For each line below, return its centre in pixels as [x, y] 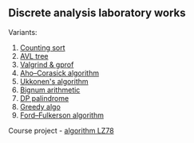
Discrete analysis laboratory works [97, 13]
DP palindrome [44, 98]
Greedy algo [40, 106]
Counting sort [42, 48]
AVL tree [34, 56]
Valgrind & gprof [47, 64]
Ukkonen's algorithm [54, 81]
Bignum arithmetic [50, 90]
